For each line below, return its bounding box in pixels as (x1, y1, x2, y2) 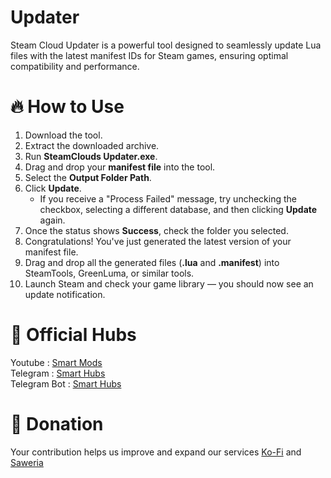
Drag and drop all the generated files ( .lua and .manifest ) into (24, 256, 280, 268)
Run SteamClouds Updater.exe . (24, 150, 158, 162)
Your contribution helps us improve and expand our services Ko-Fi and (10, 446, 302, 458)
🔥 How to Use (10, 96, 125, 118)
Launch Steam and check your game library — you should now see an (24, 277, 314, 290)
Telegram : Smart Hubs (10, 367, 106, 379)
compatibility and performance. (10, 60, 140, 72)
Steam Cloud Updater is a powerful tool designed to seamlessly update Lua (10, 39, 322, 51)
